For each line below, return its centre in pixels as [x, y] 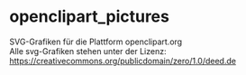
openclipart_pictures [89, 17]
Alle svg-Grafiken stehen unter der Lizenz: [88, 51]
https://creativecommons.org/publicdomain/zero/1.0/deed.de [123, 61]
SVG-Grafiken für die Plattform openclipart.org [96, 42]
